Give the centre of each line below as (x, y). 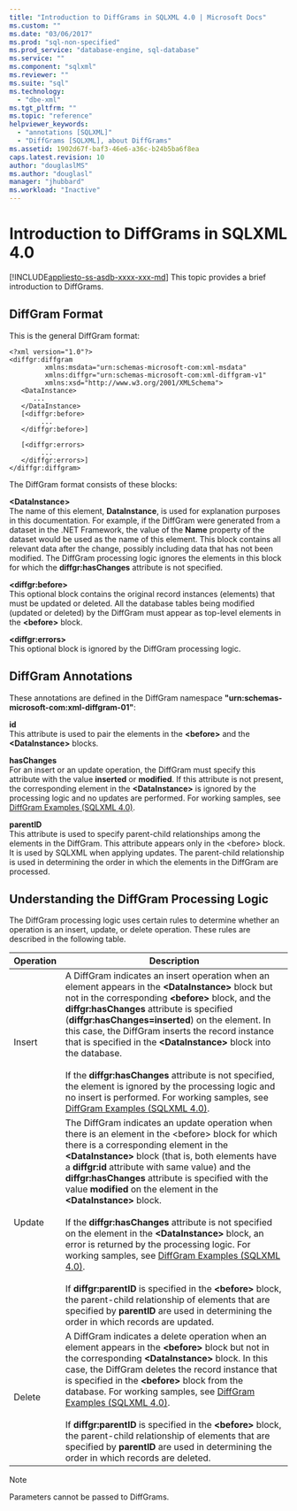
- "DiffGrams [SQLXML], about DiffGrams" (95, 141)
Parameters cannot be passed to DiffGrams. (89, 1497)
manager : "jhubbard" (47, 182)
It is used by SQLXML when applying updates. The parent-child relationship (147, 852)
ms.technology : (37, 91)
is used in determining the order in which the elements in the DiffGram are (144, 862)
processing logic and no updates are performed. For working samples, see (145, 798)
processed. (30, 871)
